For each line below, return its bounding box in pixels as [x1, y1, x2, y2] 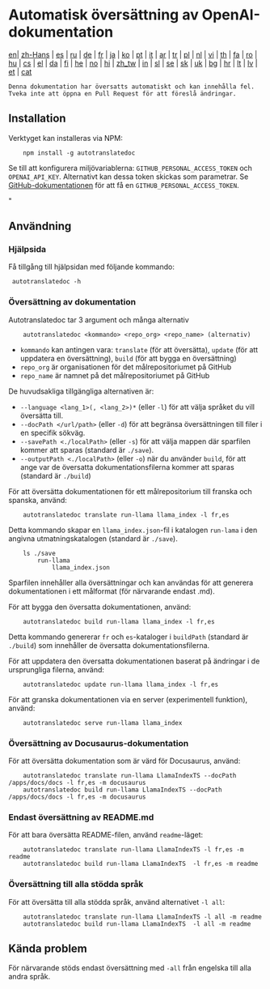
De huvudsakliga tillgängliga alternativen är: [8, 386, 154, 396]
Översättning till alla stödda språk [8, 879, 144, 890]
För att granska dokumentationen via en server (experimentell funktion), [8, 694, 248, 704]
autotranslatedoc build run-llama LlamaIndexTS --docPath [23, 786, 222, 795]
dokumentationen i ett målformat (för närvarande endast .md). [8, 586, 216, 596]
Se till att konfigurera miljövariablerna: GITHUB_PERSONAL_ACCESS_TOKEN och [8, 163, 253, 173]
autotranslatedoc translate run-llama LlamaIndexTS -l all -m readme [23, 913, 263, 921]
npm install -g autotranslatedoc [23, 148, 136, 157]
